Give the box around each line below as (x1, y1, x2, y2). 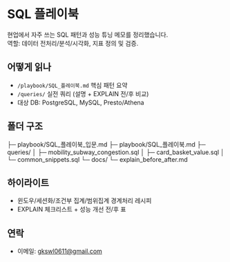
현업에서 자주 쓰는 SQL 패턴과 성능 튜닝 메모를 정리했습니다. (7, 30, 169, 39)
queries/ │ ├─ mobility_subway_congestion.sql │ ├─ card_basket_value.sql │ (7, 148, 225, 156)
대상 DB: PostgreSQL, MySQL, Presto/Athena (17, 98, 144, 106)
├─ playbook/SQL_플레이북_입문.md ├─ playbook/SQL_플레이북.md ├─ (7, 140, 206, 149)
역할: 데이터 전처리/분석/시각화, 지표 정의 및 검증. (7, 39, 139, 47)
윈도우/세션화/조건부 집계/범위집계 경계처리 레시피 (17, 196, 152, 205)
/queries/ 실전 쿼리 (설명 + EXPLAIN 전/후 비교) (17, 89, 149, 97)
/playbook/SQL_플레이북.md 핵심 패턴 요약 (17, 81, 128, 89)
